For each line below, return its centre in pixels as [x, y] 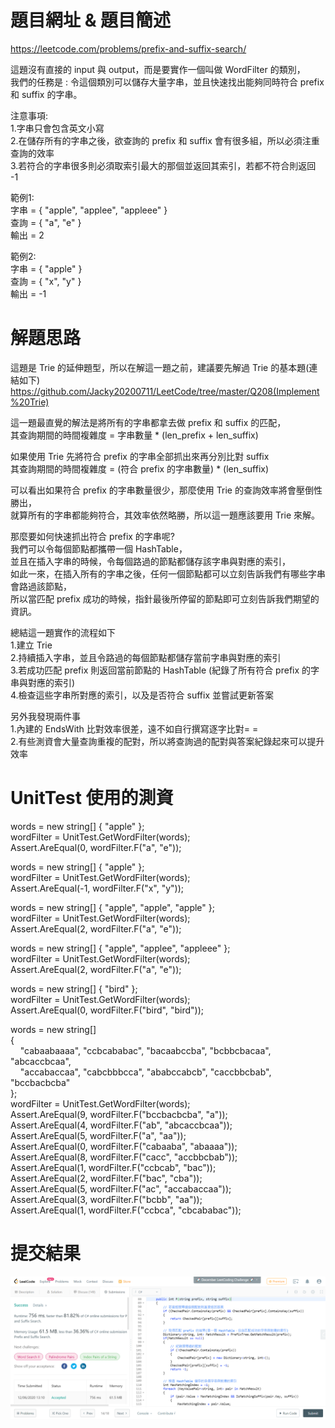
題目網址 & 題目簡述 [91, 20]
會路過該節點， [41, 586]
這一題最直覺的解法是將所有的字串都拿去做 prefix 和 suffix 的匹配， [148, 422]
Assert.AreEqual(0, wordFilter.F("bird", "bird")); [107, 1010]
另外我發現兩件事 [45, 716]
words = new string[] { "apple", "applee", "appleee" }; [120, 948]
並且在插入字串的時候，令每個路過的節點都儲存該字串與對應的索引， [150, 561]
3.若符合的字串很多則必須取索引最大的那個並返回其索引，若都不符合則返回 [163, 165]
